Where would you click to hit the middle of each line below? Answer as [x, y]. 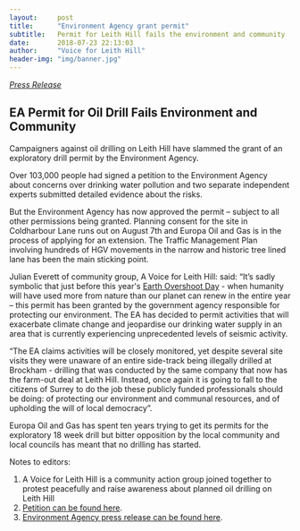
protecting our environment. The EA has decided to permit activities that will [149, 314]
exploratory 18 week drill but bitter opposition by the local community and [145, 434]
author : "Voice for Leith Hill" [77, 51]
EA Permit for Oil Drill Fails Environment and [133, 113]
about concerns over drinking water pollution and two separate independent [150, 184]
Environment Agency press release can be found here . [122, 517]
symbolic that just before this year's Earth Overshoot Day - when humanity [146, 286]
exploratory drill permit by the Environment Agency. [104, 158]
